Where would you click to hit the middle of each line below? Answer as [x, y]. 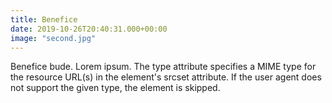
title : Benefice [44, 19]
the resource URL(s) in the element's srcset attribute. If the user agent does [166, 77]
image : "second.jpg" [53, 38]
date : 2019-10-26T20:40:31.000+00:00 [89, 29]
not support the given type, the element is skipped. [115, 88]
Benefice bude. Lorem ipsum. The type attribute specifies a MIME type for [163, 67]
